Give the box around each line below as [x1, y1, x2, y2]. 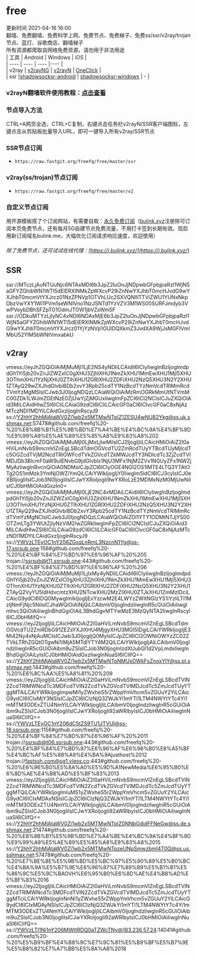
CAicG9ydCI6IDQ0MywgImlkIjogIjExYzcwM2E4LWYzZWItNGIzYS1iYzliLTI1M [6, 595, 192, 602]
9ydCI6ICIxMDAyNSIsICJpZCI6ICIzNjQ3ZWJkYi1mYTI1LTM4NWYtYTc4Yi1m [6, 902, 190, 909]
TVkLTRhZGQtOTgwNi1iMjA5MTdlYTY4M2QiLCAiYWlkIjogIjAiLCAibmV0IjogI [6, 639, 190, 646]
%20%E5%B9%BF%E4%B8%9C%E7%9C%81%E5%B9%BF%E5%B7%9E [6, 939, 189, 946]
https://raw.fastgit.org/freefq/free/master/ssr [14, 159, 136, 165]
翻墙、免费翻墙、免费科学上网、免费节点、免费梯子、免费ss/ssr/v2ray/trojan [6, 31, 191, 39]
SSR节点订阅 [6, 144, 42, 152]
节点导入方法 [6, 106, 43, 114]
